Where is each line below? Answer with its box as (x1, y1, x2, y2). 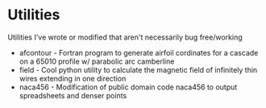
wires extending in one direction (19, 73, 127, 83)
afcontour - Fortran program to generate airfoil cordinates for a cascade (19, 48, 259, 57)
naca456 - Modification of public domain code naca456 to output (19, 82, 238, 92)
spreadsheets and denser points (19, 90, 127, 100)
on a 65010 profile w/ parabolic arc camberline (19, 56, 175, 66)
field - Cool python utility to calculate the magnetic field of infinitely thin (19, 64, 258, 74)
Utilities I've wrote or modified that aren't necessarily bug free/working (7, 32, 243, 42)
